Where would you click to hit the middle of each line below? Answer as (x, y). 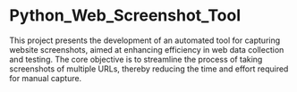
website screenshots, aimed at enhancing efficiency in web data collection (147, 49)
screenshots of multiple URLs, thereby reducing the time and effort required (149, 69)
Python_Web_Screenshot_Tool (125, 16)
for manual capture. (46, 78)
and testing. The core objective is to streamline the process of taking (136, 59)
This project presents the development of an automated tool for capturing (145, 40)
